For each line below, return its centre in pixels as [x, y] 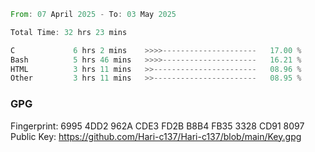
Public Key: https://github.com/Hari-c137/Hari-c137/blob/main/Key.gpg [156, 136]
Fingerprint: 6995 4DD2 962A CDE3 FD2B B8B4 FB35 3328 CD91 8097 [157, 126]
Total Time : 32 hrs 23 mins [69, 32]
